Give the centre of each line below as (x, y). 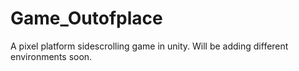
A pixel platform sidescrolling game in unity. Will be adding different (149, 46)
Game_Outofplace (86, 18)
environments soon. (51, 56)
